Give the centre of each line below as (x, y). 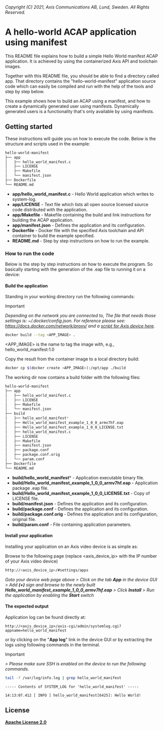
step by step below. (25, 91)
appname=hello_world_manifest (36, 630)
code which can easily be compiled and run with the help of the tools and (79, 86)
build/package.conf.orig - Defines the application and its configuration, (85, 514)
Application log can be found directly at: (46, 617)
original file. (24, 519)
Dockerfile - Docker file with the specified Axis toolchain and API (78, 230)
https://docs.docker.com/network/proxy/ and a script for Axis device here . (80, 326)
